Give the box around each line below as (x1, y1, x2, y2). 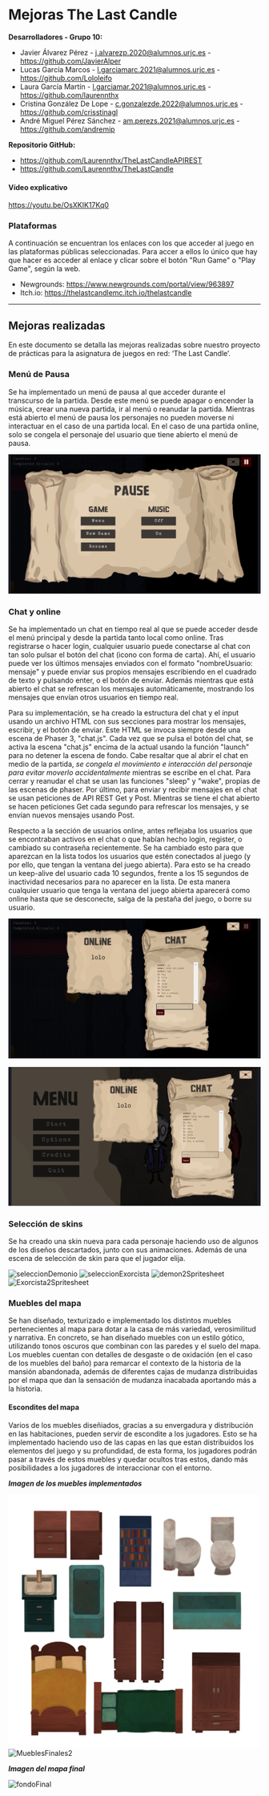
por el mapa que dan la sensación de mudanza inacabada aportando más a (8, 1376, 257, 1385)
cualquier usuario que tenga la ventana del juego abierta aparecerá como (8, 886, 251, 895)
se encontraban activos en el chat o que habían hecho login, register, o (8, 834, 243, 844)
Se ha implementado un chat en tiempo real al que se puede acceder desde (8, 624, 259, 634)
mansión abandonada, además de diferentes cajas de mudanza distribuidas (8, 1367, 258, 1376)
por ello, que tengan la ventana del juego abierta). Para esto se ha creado (8, 860, 251, 870)
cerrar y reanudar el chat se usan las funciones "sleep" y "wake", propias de (8, 776, 261, 786)
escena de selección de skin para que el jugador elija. (8, 1254, 186, 1263)
